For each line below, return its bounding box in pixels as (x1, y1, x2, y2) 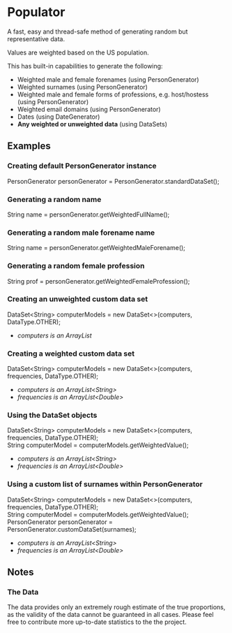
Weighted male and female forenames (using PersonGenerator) (17, 75, 200, 84)
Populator (7, 4, 65, 20)
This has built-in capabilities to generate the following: (7, 61, 163, 70)
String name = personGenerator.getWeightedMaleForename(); (7, 244, 186, 252)
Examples (7, 140, 51, 152)
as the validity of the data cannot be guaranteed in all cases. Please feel (7, 611, 214, 619)
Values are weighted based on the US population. (7, 48, 149, 57)
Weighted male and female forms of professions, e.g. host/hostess (17, 90, 209, 99)
